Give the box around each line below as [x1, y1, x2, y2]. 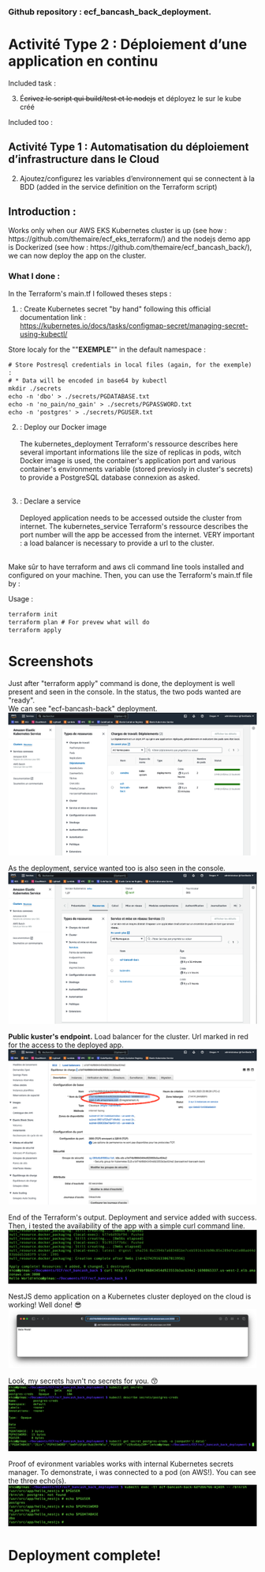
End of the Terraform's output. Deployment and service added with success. [8, 1212, 257, 1222]
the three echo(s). [8, 1476, 67, 1486]
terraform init [8, 610, 58, 618]
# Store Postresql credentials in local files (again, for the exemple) [8, 360, 252, 369]
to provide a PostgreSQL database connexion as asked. [19, 473, 200, 482]
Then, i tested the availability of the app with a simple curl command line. [8, 1220, 246, 1231]
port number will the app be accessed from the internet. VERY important [19, 530, 255, 539]
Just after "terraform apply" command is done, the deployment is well [8, 678, 235, 688]
